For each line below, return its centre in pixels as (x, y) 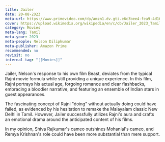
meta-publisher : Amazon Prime (36, 46)
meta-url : (15, 19)
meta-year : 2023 (22, 37)
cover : (12, 23)
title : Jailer (20, 10)
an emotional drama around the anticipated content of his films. (69, 119)
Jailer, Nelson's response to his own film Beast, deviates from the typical (79, 73)
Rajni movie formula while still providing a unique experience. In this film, (79, 79)
